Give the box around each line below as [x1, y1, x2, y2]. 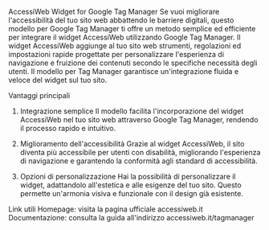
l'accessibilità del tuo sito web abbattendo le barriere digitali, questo [8, 15, 234, 25]
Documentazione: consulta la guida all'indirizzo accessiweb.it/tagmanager [8, 213, 255, 222]
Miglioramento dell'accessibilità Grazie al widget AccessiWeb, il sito [19, 139, 245, 148]
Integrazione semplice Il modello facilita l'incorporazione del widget [19, 106, 244, 116]
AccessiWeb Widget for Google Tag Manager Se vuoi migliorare [8, 7, 220, 16]
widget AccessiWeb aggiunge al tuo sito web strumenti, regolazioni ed [8, 41, 242, 51]
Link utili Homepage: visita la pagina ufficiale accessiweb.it [8, 204, 203, 214]
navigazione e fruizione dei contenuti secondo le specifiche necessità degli [8, 58, 258, 68]
